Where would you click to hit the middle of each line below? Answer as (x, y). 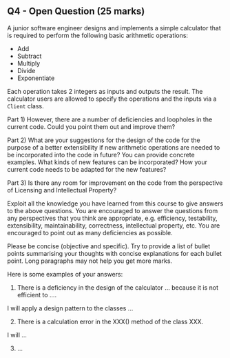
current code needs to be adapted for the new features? (87, 169)
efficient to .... (37, 295)
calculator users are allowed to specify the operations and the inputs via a (112, 99)
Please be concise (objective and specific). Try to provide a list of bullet (109, 246)
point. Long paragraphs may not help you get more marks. (90, 261)
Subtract (29, 56)
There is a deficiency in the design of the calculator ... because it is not (118, 287)
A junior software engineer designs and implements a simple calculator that (114, 28)
